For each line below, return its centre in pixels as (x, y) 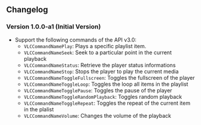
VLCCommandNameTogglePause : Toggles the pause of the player (98, 90)
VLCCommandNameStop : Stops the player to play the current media (101, 71)
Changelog (27, 10)
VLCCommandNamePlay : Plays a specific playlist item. (85, 46)
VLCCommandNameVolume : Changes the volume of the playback (98, 115)
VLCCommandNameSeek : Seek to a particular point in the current (98, 52)
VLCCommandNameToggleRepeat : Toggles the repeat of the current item (107, 103)
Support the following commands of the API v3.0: (75, 40)
